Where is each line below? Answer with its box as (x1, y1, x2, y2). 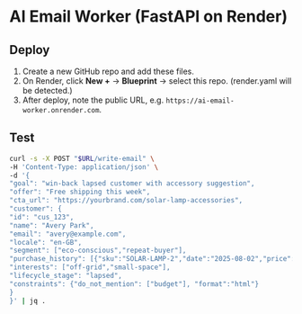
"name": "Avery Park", (9, 220, 94, 230)
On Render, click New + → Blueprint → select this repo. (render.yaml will (22, 76, 292, 86)
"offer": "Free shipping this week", (9, 187, 151, 197)
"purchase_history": (9, 255, 87, 264)
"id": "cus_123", (9, 212, 75, 221)
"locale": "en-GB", (9, 238, 83, 247)
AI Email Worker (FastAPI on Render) (9, 6, 288, 27)
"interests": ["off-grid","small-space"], (9, 263, 171, 272)
